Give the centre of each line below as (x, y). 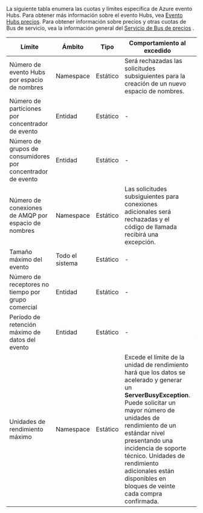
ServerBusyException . (157, 395)
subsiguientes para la (155, 76)
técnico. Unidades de (155, 456)
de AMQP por (29, 216)
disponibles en (145, 478)
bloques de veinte (150, 486)
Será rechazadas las (153, 61)
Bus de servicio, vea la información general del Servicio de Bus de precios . (100, 28)
